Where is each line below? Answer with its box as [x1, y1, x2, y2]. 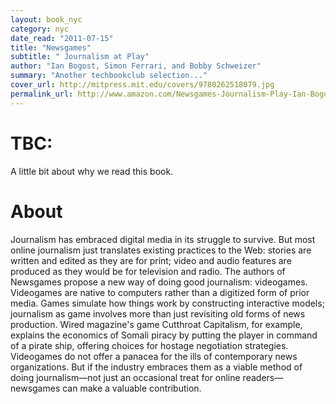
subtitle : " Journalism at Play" [10, 52, 150, 62]
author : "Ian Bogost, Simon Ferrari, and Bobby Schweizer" [10, 61, 262, 71]
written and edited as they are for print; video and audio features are [10, 254, 292, 266]
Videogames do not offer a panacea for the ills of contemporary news [10, 350, 298, 362]
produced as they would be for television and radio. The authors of [10, 265, 286, 277]
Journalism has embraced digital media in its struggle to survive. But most [10, 233, 316, 245]
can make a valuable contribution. [62, 382, 202, 394]
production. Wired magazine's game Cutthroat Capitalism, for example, [10, 318, 303, 330]
